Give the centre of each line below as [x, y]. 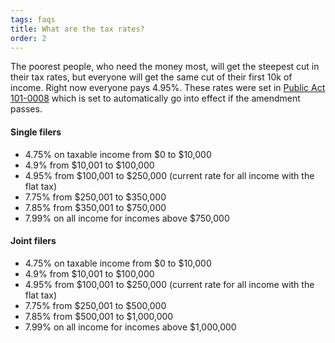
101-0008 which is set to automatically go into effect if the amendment [155, 98]
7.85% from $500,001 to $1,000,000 [99, 316]
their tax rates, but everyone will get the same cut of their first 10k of [151, 77]
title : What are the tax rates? [77, 29]
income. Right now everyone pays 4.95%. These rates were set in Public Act [168, 88]
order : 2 [28, 38]
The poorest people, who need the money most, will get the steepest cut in [165, 67]
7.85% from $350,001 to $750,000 [95, 207]
